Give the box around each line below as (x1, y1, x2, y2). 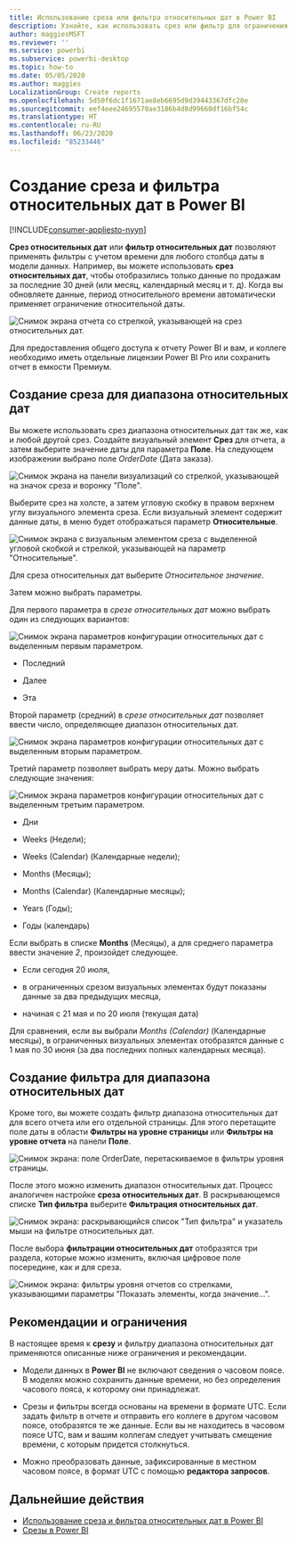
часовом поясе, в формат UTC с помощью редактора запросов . (21, 1466, 270, 1476)
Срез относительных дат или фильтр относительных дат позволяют (9, 242, 277, 252)
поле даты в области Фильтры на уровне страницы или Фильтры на (9, 1127, 274, 1137)
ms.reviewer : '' (9, 37, 69, 47)
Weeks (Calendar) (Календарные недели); (21, 850, 181, 861)
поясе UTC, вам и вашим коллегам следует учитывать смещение (21, 1430, 273, 1441)
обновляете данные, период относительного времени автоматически (9, 289, 276, 300)
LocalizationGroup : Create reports (9, 87, 141, 96)
